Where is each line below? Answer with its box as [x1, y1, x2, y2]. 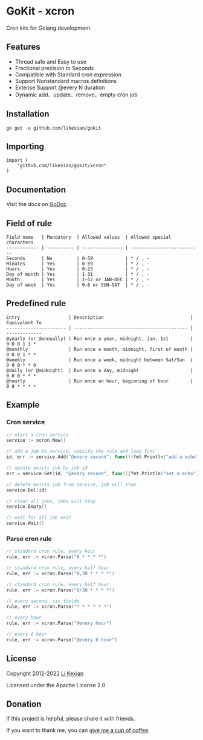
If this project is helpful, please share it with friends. [6, 715, 135, 722]
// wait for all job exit [6, 515, 71, 521]
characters [6, 239, 34, 245]
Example [6, 400, 40, 410]
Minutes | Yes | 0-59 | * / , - [6, 261, 150, 267]
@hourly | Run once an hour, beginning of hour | [6, 378, 193, 384]
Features [6, 42, 40, 52]
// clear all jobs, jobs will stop [6, 498, 96, 504]
